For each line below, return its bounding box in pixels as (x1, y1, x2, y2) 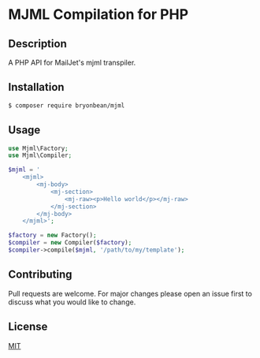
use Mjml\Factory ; (8, 144, 69, 152)
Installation (8, 80, 65, 94)
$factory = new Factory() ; (8, 231, 97, 240)
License (8, 320, 48, 334)
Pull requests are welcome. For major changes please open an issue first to (8, 289, 252, 298)
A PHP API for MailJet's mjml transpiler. (8, 58, 136, 67)
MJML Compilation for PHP (8, 6, 189, 24)
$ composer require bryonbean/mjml (8, 101, 125, 110)
